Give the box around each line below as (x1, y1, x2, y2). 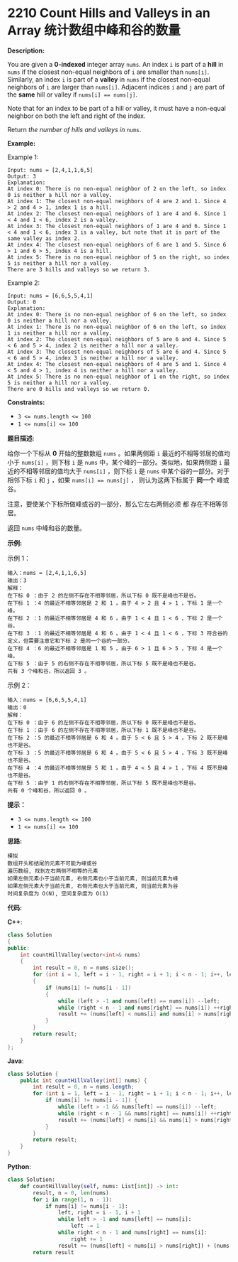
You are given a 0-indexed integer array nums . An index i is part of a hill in (7, 60, 225, 68)
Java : (7, 1057, 24, 1065)
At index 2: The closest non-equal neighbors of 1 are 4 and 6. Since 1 (7, 210, 227, 217)
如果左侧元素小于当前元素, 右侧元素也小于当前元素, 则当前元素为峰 (7, 875, 178, 882)
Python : (7, 1163, 31, 1171)
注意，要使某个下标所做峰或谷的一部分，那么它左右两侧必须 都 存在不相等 (7, 500, 222, 508)
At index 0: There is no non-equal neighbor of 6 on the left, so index (7, 311, 227, 318)
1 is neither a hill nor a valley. (7, 329, 113, 337)
